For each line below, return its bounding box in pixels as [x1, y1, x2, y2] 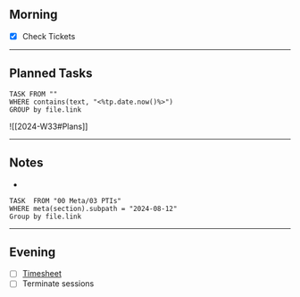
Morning [9, 7, 58, 22]
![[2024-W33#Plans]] [9, 121, 88, 132]
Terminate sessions [21, 278, 95, 289]
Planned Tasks [9, 66, 93, 81]
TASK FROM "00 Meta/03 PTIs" [9, 196, 122, 205]
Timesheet [21, 268, 62, 279]
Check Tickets [21, 30, 76, 41]
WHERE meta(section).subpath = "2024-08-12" [9, 204, 178, 213]
